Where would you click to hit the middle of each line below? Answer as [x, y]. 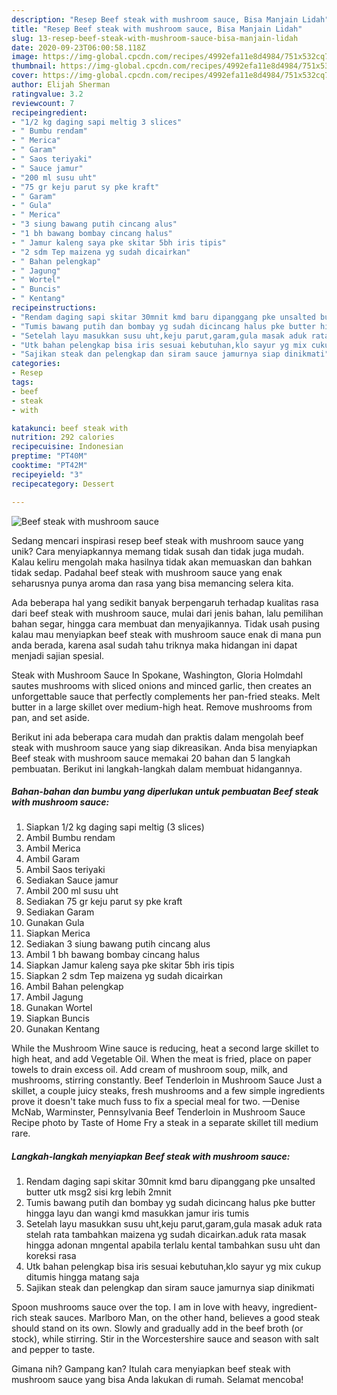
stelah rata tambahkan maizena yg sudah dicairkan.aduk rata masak [166, 1235]
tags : [22, 382]
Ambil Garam [52, 859]
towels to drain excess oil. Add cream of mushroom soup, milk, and [149, 1070]
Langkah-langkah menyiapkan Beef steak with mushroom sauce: [151, 1157]
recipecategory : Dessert [63, 484]
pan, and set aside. [50, 717]
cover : [25, 76]
